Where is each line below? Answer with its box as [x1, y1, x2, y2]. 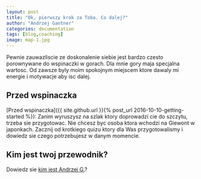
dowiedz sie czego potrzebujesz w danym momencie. [6, 132, 141, 139]
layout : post [6, 8, 39, 15]
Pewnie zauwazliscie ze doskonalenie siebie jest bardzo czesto [6, 54, 164, 60]
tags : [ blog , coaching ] [6, 31, 63, 37]
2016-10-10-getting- [133, 106, 184, 114]
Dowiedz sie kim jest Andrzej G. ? [6, 166, 88, 173]
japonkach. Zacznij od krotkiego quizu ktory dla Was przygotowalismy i [6, 125, 183, 133]
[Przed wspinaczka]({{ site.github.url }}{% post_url [6, 106, 133, 114]
